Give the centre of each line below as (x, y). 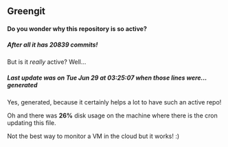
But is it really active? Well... (47, 62)
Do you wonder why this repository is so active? (77, 29)
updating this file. (32, 122)
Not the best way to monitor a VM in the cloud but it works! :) (93, 136)
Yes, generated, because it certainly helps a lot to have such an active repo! (114, 102)
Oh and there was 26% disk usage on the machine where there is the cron (112, 115)
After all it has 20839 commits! (53, 45)
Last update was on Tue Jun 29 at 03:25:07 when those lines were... (107, 78)
